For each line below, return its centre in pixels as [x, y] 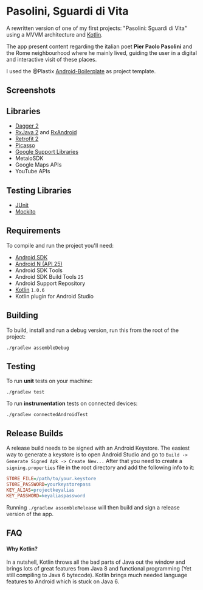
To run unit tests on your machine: [50, 381]
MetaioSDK [29, 158]
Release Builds [35, 434]
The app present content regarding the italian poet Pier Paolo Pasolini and [99, 46]
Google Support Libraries [47, 152]
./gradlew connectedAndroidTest [47, 415]
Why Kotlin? [22, 549]
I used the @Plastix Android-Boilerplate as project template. [81, 71]
